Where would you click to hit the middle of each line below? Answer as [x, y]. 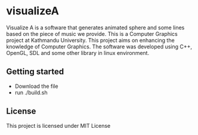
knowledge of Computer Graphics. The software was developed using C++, [99, 47]
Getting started [35, 72]
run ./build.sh [31, 92]
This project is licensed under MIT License [58, 125]
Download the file [36, 86]
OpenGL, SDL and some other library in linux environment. [78, 53]
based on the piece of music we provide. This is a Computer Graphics [92, 33]
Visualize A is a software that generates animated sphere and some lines [95, 27]
